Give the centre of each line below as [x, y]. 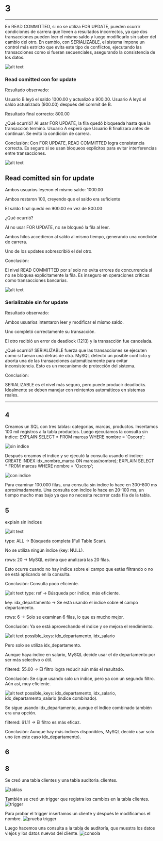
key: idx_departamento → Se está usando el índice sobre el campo [72, 602]
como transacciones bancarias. [36, 280]
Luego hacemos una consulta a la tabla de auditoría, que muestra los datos [80, 828]
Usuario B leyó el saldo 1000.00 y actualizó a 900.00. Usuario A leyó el [76, 99]
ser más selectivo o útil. [29, 660]
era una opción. [21, 713]
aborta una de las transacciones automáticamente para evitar [66, 361]
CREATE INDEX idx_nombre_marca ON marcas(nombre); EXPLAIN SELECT [80, 461]
